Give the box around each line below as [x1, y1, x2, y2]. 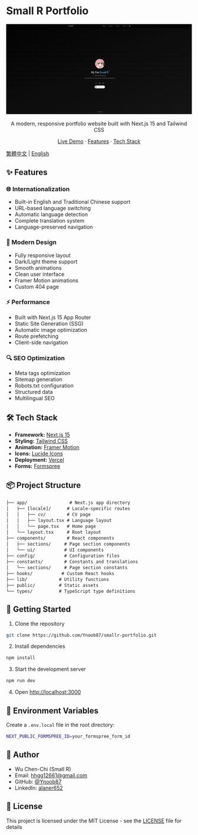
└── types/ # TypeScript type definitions [6, 588, 136, 594]
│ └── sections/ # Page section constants [6, 565, 128, 570]
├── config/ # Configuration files [6, 553, 120, 559]
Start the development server [14, 666, 87, 673]
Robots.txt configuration [14, 382, 74, 389]
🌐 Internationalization [6, 185, 70, 193]
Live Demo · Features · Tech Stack [57, 138, 141, 145]
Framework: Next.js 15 [14, 431, 70, 438]
